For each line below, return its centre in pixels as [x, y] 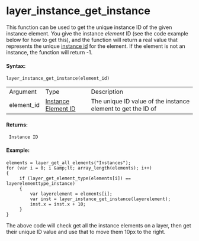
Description [107, 92]
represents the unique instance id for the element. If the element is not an [96, 46]
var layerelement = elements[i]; [71, 194]
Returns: [17, 125]
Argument [23, 92]
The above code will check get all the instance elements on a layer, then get [99, 225]
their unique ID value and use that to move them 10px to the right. [86, 232]
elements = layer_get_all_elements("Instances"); [69, 163]
